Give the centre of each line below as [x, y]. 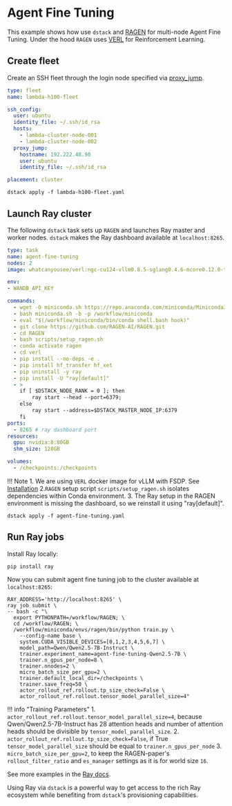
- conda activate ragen [47, 346]
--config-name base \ [50, 636]
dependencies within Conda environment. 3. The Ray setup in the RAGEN [111, 496]
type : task [23, 250]
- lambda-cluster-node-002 [58, 141]
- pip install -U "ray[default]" [61, 378]
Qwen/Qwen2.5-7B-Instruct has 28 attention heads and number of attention [115, 724]
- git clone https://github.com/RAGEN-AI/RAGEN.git [89, 327]
